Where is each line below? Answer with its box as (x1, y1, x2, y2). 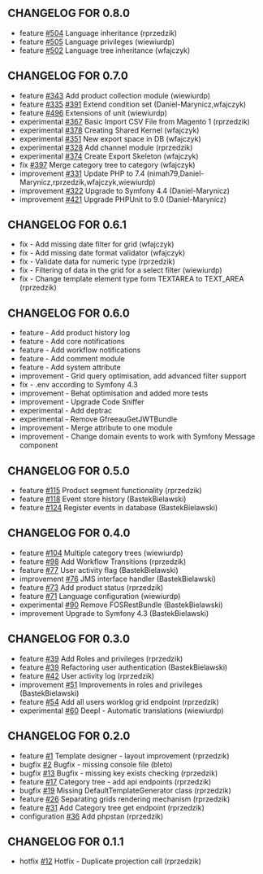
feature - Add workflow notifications (19, 345, 141, 355)
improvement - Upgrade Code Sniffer (19, 397, 144, 407)
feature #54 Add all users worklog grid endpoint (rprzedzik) (19, 697, 220, 706)
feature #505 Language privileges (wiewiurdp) (19, 37, 175, 46)
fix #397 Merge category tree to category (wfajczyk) (19, 160, 196, 169)
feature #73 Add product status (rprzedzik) (19, 582, 164, 592)
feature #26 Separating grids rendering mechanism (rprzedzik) (19, 793, 231, 804)
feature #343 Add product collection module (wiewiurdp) (19, 90, 211, 100)
